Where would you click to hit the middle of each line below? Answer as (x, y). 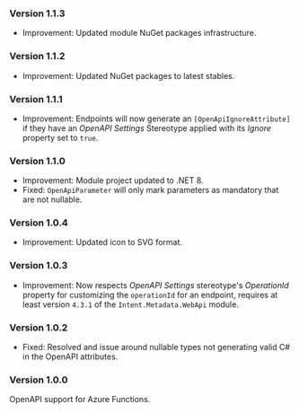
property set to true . (60, 137)
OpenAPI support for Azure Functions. (80, 400)
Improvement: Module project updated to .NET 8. (113, 180)
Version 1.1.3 (37, 13)
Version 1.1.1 (36, 99)
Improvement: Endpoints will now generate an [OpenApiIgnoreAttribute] (156, 119)
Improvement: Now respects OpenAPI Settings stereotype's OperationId (155, 285)
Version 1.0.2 (39, 328)
